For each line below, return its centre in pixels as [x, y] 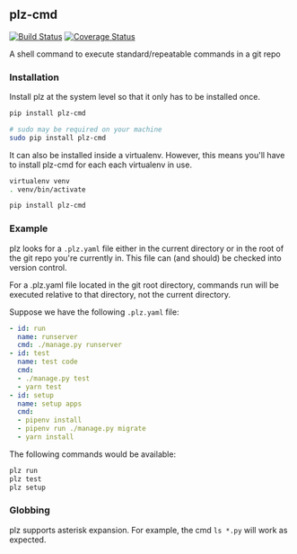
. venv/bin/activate [48, 189]
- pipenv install [50, 420]
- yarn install [46, 437]
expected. [28, 540]
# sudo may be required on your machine [86, 130]
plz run [24, 470]
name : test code [48, 362]
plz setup [28, 487]
